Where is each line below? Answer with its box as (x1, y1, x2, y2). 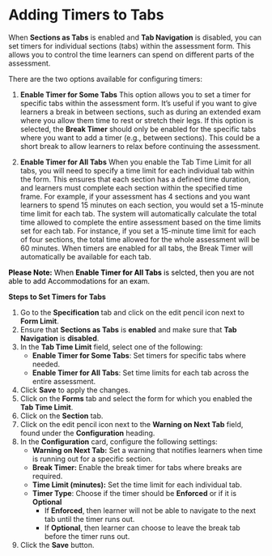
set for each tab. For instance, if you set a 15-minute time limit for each (19, 225, 257, 236)
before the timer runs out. (44, 531, 130, 541)
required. (32, 471, 63, 481)
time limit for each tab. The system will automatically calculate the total (19, 208, 257, 218)
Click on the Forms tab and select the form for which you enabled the (19, 393, 253, 403)
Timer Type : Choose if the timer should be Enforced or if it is (32, 488, 237, 498)
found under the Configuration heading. (19, 428, 155, 438)
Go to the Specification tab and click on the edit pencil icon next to (19, 307, 245, 317)
